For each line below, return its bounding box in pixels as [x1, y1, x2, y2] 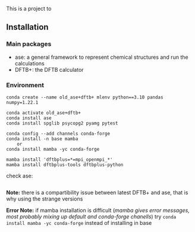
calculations [14, 59, 45, 67]
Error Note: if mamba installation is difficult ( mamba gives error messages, [6, 206, 190, 214]
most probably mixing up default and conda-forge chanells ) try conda [6, 213, 177, 220]
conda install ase [6, 115, 52, 121]
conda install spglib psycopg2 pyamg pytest [6, 120, 118, 126]
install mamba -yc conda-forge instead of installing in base [6, 219, 152, 226]
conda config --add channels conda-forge [6, 131, 111, 136]
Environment [6, 81, 45, 89]
